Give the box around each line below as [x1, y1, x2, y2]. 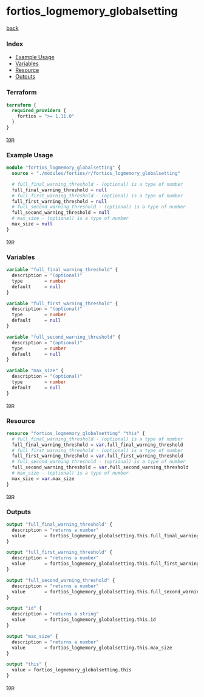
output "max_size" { [6, 633, 59, 639]
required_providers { [12, 108, 67, 114]
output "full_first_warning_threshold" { [6, 550, 113, 556]
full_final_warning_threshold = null [12, 187, 107, 193]
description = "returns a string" [12, 611, 99, 617]
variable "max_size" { [6, 367, 64, 374]
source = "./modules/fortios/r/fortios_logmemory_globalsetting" [12, 171, 181, 177]
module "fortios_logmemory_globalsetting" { [6, 165, 121, 171]
